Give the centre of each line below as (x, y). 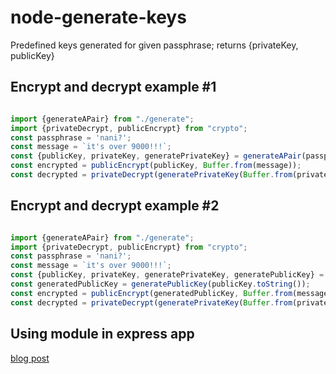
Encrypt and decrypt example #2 (115, 206)
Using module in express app (102, 334)
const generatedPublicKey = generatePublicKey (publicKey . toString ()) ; (160, 284)
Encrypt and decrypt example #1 (113, 87)
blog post (30, 358)
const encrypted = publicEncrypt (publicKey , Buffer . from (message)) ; (156, 166)
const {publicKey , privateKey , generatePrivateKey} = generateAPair (156, 156)
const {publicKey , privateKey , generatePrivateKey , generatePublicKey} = (167, 275)
